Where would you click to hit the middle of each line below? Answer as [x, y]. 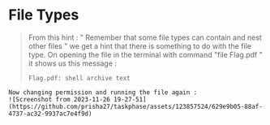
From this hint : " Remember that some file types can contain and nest [145, 37]
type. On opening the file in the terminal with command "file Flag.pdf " [146, 54]
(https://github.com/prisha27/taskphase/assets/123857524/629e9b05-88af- [136, 106]
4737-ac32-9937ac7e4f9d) [50, 114]
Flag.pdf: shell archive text [79, 78]
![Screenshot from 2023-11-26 [60, 99]
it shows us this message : [73, 63]
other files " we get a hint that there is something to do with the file [139, 45]
